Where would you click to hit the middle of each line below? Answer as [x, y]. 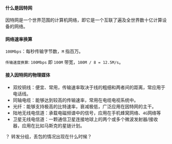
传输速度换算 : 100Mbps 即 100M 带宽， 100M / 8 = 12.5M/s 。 [64, 62]
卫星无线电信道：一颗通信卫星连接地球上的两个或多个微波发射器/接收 [85, 119]
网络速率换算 [19, 39]
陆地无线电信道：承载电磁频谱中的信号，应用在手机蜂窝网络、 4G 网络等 [87, 113]
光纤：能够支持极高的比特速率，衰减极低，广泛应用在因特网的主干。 [84, 106]
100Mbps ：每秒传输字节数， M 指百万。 [44, 52]
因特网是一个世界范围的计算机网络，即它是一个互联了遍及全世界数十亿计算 [84, 20]
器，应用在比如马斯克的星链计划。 [49, 126]
